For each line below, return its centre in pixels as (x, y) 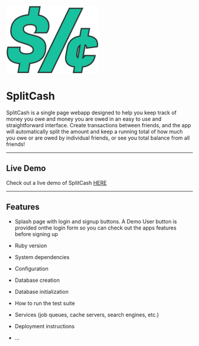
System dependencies (42, 257)
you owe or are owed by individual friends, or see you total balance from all (98, 138)
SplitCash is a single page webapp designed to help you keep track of (92, 112)
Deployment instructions (45, 326)
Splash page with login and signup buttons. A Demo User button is (96, 221)
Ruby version (31, 246)
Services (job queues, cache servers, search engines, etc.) (87, 314)
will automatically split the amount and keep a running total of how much (94, 131)
